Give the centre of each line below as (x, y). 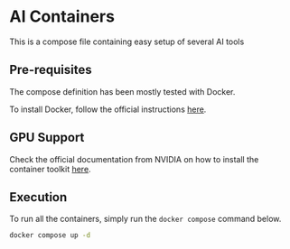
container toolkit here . (51, 169)
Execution (38, 197)
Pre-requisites (51, 70)
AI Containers (62, 17)
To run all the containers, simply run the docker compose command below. (145, 219)
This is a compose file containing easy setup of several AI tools (127, 41)
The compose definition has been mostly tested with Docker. (122, 91)
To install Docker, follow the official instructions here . (108, 109)
